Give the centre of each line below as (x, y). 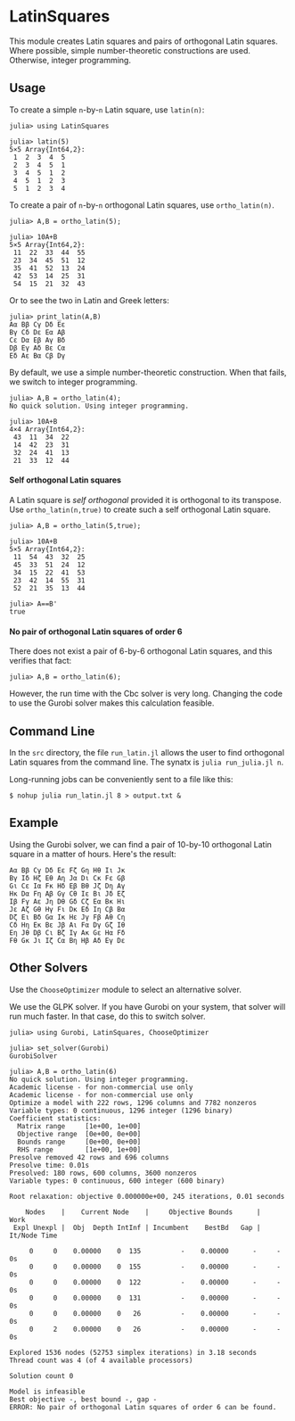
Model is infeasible (48, 1392)
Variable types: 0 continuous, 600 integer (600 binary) (117, 1181)
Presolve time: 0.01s (49, 1165)
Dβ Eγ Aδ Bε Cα (37, 348)
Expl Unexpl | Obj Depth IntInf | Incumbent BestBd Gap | (137, 1227)
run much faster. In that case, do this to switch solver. (108, 1016)
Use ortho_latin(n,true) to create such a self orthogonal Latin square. (140, 509)
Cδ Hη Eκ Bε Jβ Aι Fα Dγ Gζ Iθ (67, 925)
